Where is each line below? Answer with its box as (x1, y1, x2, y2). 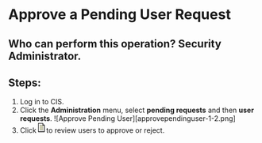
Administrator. (8, 49, 82, 62)
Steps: (8, 76, 41, 89)
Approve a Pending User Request (8, 6, 232, 24)
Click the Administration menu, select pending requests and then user (19, 105, 254, 115)
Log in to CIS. (19, 97, 65, 107)
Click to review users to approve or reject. (19, 126, 165, 135)
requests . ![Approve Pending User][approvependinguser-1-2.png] (19, 114, 236, 123)
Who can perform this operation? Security (8, 37, 222, 51)
